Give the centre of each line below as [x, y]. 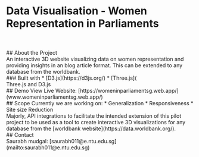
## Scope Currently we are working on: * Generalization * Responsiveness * [100, 103]
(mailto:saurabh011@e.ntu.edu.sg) [48, 147]
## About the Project [32, 52]
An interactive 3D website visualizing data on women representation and [95, 59]
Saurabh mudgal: [27, 141]
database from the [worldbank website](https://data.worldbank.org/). [91, 128]
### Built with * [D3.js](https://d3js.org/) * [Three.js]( [71, 78]
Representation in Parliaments [83, 23]
